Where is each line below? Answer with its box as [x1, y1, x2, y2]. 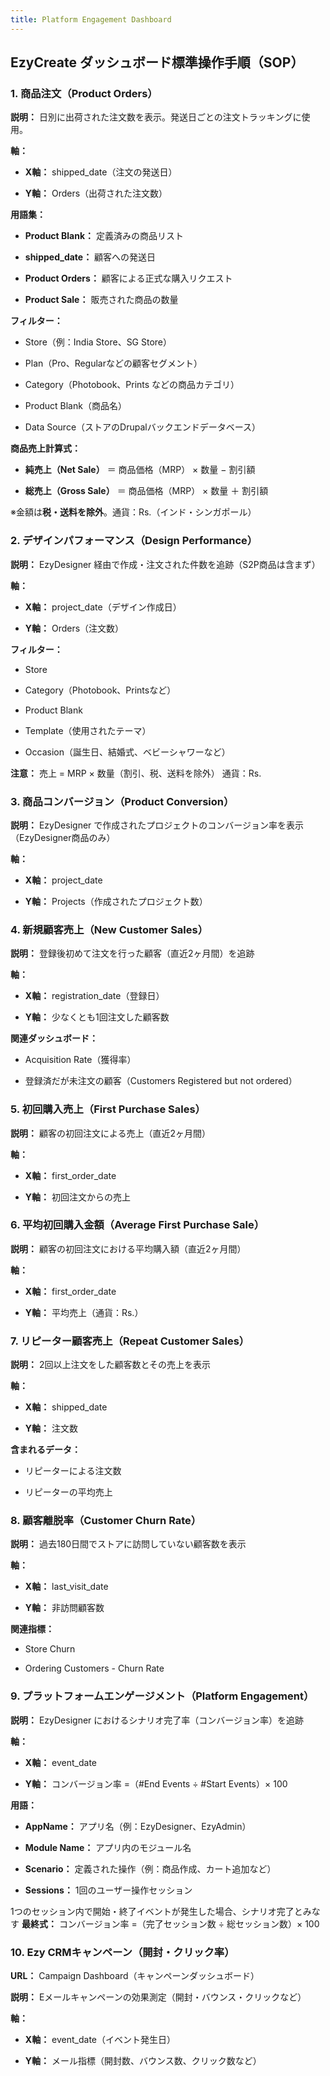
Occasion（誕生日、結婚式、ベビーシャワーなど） [24, 746, 231, 758]
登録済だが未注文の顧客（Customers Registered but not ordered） [24, 1075, 298, 1087]
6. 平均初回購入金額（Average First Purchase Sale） [10, 1218, 265, 1232]
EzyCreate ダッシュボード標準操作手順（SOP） [10, 54, 305, 71]
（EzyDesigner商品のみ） [10, 831, 116, 843]
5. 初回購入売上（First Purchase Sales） [10, 1102, 206, 1116]
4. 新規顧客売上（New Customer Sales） [10, 922, 209, 936]
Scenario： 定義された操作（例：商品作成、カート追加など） [24, 1862, 277, 1875]
